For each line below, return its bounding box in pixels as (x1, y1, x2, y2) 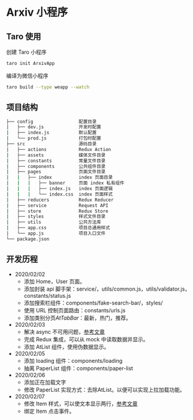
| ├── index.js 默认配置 (6, 130, 97, 136)
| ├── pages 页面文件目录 (6, 169, 106, 175)
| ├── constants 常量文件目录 (6, 158, 106, 164)
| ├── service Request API (6, 202, 109, 208)
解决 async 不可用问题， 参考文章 (23, 328, 105, 335)
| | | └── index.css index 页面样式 (6, 191, 113, 197)
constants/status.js (23, 292, 71, 299)
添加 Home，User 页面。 (23, 277, 85, 285)
